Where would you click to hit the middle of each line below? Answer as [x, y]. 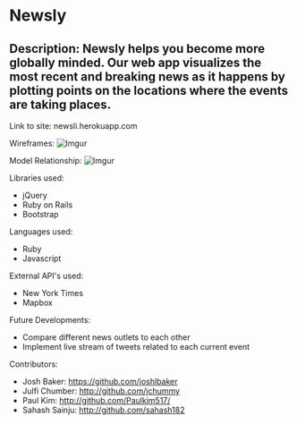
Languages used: [41, 232]
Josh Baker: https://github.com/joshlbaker [100, 382]
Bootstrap [40, 214]
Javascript [42, 259]
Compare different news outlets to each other [106, 337]
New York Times [52, 293]
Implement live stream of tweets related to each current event [136, 347]
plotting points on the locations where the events [149, 90]
